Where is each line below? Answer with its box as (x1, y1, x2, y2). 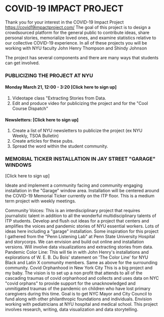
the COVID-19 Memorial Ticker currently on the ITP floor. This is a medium (5, 193, 155, 198)
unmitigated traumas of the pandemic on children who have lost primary (5, 285, 151, 292)
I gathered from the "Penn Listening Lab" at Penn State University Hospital (5, 233, 155, 239)
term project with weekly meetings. (5, 198, 76, 204)
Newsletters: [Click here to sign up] (5, 117, 79, 122)
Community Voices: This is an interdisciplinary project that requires (5, 207, 141, 213)
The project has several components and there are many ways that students (5, 54, 159, 60)
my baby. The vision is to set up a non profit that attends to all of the (5, 270, 143, 276)
